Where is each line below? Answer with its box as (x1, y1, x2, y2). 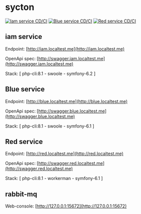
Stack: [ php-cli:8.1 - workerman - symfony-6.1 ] (5, 175, 103, 181)
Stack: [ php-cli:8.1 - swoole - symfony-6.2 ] (5, 70, 96, 76)
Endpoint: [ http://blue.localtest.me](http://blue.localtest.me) (5, 98, 128, 104)
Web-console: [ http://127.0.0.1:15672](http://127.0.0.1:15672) (5, 203, 127, 209)
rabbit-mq (5, 189, 37, 198)
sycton (5, 1, 35, 13)
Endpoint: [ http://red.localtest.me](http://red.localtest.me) (5, 150, 124, 156)
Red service (5, 137, 43, 146)
